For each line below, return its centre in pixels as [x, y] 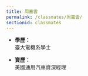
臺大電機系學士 [33, 47]
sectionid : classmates [34, 22]
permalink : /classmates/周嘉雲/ [44, 17]
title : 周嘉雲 [22, 11]
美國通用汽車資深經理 [40, 67]
